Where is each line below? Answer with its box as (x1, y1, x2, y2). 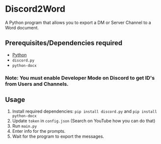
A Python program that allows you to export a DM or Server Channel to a (5, 20, 151, 25)
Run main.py (12, 123, 37, 129)
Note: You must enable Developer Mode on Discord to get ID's (5, 74, 155, 81)
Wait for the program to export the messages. (12, 133, 104, 140)
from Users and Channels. (5, 81, 69, 87)
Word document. (5, 24, 39, 30)
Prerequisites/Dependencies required (5, 39, 123, 47)
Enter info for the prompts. (12, 128, 66, 134)
